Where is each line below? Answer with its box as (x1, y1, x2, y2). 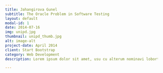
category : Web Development (5, 52, 60, 57)
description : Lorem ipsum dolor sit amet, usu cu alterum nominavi (5, 57, 145, 61)
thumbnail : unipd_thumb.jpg (5, 34, 62, 39)
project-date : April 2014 (5, 43, 57, 48)
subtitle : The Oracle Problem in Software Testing (5, 12, 110, 16)
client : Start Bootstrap (5, 47, 55, 52)
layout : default (5, 16, 38, 21)
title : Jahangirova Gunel (5, 7, 57, 12)
